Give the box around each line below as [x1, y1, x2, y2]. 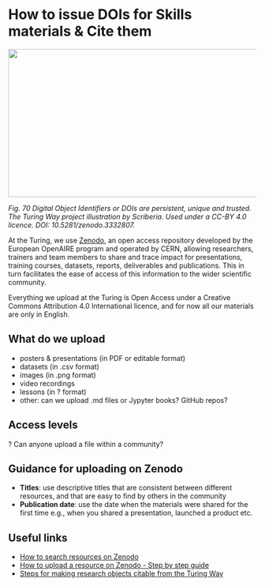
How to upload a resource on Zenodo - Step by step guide [19, 561, 210, 570]
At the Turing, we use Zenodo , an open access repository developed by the [8, 235, 254, 245]
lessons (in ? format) [19, 387, 87, 396]
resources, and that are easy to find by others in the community [19, 491, 227, 501]
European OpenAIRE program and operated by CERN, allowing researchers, [8, 243, 254, 254]
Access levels [8, 419, 78, 432]
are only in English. [8, 310, 70, 319]
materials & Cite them [8, 22, 152, 40]
